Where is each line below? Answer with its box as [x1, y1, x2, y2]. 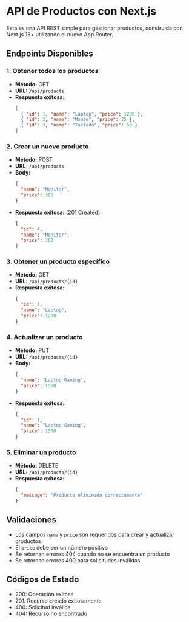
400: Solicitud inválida [15, 603, 71, 610]
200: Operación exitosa [15, 590, 74, 598]
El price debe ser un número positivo [15, 544, 108, 551]
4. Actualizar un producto [6, 333, 83, 341]
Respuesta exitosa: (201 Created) [15, 209, 101, 216]
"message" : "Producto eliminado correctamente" [21, 492, 144, 499]
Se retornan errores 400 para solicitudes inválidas [15, 556, 141, 564]
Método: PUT [15, 347, 50, 354]
